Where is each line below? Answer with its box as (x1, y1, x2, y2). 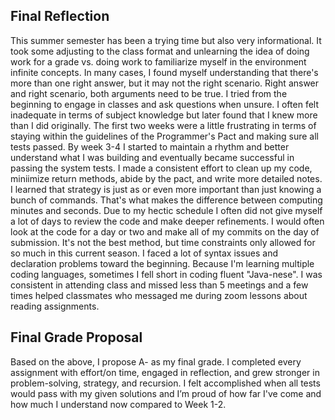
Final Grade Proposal (10, 329, 143, 346)
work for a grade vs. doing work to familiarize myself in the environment (10, 55, 307, 68)
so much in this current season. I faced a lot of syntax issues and (10, 247, 279, 259)
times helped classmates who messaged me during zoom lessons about (10, 289, 308, 301)
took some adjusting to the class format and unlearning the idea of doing (10, 45, 310, 57)
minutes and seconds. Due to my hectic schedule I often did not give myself (10, 204, 323, 216)
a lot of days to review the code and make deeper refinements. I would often (10, 215, 325, 227)
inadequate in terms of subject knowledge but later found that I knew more (10, 109, 318, 121)
